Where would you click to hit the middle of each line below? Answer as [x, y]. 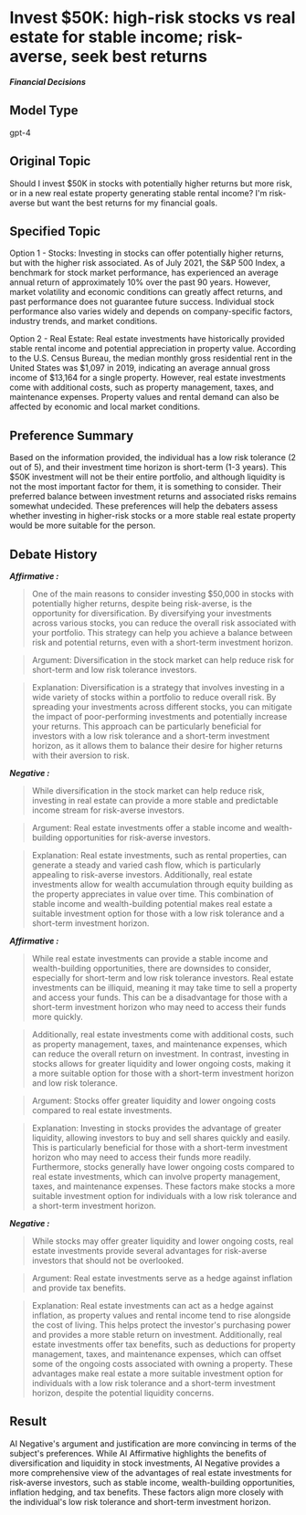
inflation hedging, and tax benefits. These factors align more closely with [147, 1492]
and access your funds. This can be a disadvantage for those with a [159, 997]
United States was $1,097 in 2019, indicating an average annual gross [140, 368]
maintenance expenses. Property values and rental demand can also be [144, 397]
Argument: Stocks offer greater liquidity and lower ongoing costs [154, 1100]
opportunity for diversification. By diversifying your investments [152, 613]
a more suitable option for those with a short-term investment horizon [163, 1073]
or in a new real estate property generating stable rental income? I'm [138, 193]
